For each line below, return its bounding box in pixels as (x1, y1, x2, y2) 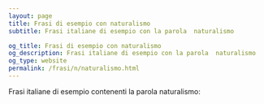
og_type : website (8, 57, 67, 65)
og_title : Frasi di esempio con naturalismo (8, 41, 162, 50)
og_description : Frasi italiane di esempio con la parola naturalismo (8, 50, 256, 58)
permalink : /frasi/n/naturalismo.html (8, 64, 140, 73)
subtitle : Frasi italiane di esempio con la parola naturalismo (8, 27, 234, 35)
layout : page (8, 11, 53, 20)
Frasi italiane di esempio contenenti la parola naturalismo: (8, 86, 201, 96)
